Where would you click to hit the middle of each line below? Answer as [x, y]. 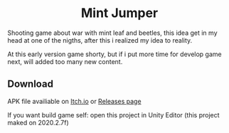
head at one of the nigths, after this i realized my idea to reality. [100, 40]
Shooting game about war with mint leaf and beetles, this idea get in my [112, 33]
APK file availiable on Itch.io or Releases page [74, 101]
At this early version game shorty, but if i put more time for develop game [114, 54]
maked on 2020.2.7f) [38, 122]
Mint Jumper [119, 13]
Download [30, 84]
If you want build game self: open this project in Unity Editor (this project [113, 115]
